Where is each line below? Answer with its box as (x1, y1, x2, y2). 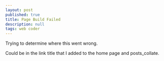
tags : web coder (5, 26, 40, 32)
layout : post (5, 7, 33, 13)
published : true (5, 12, 40, 17)
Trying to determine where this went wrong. (5, 40, 98, 46)
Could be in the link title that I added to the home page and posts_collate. (5, 50, 160, 56)
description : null (5, 21, 45, 27)
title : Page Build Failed (5, 17, 60, 22)
